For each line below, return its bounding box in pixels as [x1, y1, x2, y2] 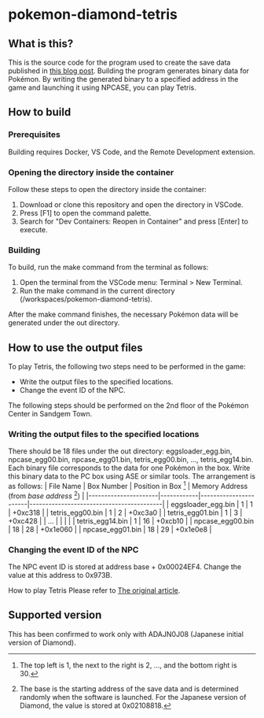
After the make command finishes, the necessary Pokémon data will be [8, 309, 239, 320]
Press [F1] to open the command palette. [19, 208, 152, 217]
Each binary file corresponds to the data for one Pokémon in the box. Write [8, 463, 251, 473]
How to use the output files [8, 341, 143, 354]
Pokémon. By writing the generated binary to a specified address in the [8, 75, 239, 83]
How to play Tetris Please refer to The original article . [8, 586, 181, 595]
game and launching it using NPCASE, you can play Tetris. [8, 83, 196, 92]
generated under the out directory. [8, 318, 120, 328]
